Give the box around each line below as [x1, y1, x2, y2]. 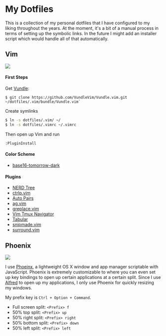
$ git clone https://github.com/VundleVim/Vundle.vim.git [5, 95, 127, 100]
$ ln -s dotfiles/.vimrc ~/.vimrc [5, 122, 77, 127]
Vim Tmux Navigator [12, 211, 55, 217]
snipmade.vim [12, 222, 41, 228]
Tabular [12, 216, 28, 222]
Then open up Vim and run [5, 131, 60, 137]
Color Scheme [5, 151, 35, 157]
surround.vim [12, 227, 40, 233]
